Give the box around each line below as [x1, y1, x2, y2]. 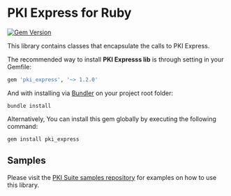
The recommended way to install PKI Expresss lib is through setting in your [7, 55, 225, 64]
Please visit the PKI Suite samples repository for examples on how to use [7, 173, 217, 181]
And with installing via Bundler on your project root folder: [7, 89, 173, 97]
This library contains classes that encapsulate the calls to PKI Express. [7, 41, 210, 50]
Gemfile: [7, 62, 32, 71]
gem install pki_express [7, 135, 80, 143]
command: [7, 122, 38, 130]
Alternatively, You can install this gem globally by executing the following [7, 114, 216, 123]
